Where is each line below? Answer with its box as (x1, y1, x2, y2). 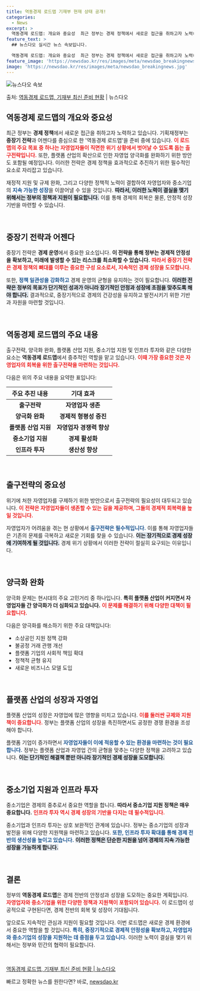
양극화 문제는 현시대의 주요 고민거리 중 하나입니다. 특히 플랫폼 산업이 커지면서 (6, 594, 185, 601)
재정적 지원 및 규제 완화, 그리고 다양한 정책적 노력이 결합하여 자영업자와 (6, 179, 171, 186)
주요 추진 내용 (11, 389, 49, 397)
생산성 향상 (68, 446, 98, 454)
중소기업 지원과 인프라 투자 (6, 785, 98, 795)
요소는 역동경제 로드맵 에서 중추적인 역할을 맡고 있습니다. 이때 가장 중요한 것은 (6, 353, 185, 360)
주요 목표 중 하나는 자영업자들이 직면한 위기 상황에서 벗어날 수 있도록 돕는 (17, 144, 185, 152)
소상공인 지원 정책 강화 (14, 634, 68, 641)
